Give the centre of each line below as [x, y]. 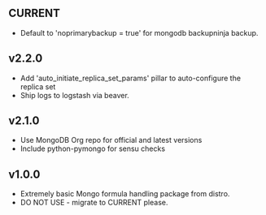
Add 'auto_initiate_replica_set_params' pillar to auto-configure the [131, 78]
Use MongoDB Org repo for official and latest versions [111, 140]
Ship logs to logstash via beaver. [75, 95]
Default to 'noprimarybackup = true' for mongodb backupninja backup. [139, 32]
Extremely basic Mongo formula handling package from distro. [125, 194]
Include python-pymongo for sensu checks [92, 148]
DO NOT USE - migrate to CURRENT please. [94, 203]
